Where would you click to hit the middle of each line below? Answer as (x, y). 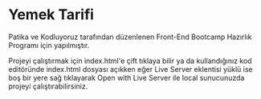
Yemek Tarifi (51, 15)
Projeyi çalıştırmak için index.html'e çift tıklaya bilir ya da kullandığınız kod (130, 61)
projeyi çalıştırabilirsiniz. (48, 86)
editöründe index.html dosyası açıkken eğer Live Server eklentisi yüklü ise (130, 69)
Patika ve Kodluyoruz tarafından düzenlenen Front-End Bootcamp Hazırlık (130, 37)
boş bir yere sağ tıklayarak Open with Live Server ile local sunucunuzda (126, 77)
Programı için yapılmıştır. (49, 45)
